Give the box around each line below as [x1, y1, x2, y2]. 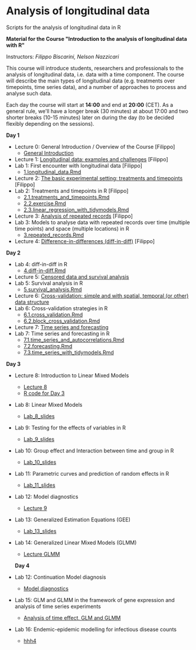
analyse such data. [6, 90, 52, 97]
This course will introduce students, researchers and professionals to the [6, 64, 184, 72]
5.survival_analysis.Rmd [23, 286, 82, 293]
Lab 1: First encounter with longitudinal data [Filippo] [14, 162, 143, 169]
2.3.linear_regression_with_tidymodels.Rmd [23, 206, 129, 213]
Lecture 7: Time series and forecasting [14, 323, 109, 330]
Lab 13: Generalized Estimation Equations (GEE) [14, 516, 131, 523]
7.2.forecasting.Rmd [23, 342, 73, 349]
